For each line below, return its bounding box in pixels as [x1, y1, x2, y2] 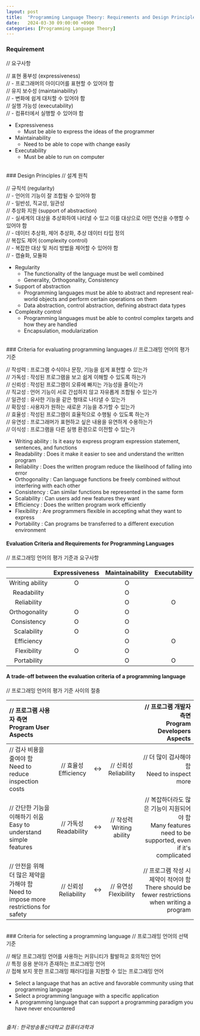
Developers [157, 727, 191, 735]
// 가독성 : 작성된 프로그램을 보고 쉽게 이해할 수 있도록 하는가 [6, 373, 146, 380]
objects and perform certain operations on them [39, 295, 157, 302]
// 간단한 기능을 [9, 804, 50, 812]
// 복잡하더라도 [145, 795, 184, 804]
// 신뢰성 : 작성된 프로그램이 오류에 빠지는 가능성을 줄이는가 [6, 380, 143, 388]
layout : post [6, 8, 39, 15]
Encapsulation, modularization [23, 327, 98, 334]
